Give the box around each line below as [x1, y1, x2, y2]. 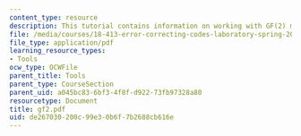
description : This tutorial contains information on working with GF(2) [9, 21, 287, 30]
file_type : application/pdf [9, 38, 115, 47]
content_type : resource [9, 13, 99, 22]
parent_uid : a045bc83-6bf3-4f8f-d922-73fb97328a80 [9, 88, 202, 97]
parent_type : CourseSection [9, 80, 115, 89]
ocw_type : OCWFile [9, 64, 78, 72]
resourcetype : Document [9, 96, 99, 106]
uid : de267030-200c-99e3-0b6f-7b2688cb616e [9, 113, 175, 122]
